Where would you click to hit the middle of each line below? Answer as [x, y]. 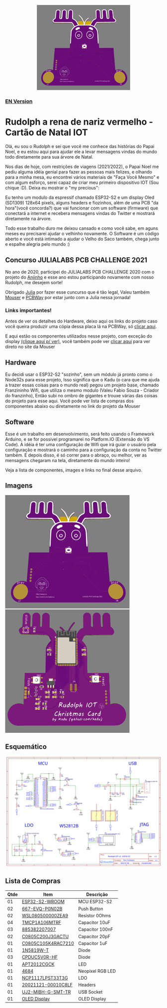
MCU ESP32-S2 [95, 902]
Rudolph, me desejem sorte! [34, 283]
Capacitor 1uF [93, 943]
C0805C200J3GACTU [45, 936]
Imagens [19, 486]
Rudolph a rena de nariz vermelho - [79, 122]
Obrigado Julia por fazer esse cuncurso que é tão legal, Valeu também [78, 292]
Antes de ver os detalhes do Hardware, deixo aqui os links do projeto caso [81, 321]
